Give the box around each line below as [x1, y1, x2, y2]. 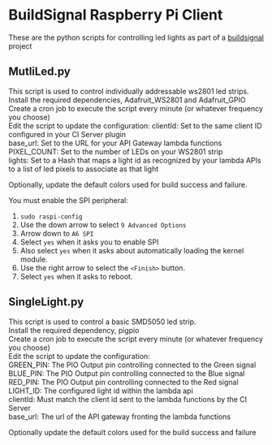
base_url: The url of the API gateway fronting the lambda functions [8, 412, 231, 421]
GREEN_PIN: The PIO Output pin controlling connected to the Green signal [8, 360, 257, 369]
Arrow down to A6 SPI [19, 228, 94, 238]
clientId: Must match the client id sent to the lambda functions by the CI [8, 394, 248, 404]
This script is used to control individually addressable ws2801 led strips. [8, 86, 249, 96]
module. [19, 254, 48, 264]
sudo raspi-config [19, 213, 83, 221]
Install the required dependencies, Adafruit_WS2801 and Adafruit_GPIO [8, 95, 246, 105]
